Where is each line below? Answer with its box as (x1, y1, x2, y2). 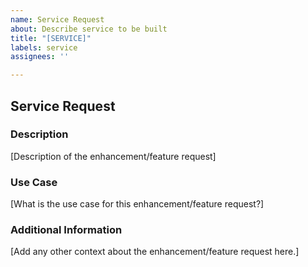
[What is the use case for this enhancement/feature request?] (10, 198, 265, 210)
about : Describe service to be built (10, 24, 168, 34)
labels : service (10, 42, 78, 53)
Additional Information (10, 223, 123, 237)
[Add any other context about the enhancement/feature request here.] (10, 246, 300, 258)
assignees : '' (10, 52, 70, 62)
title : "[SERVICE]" (10, 33, 92, 43)
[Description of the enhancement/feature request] (10, 150, 217, 162)
